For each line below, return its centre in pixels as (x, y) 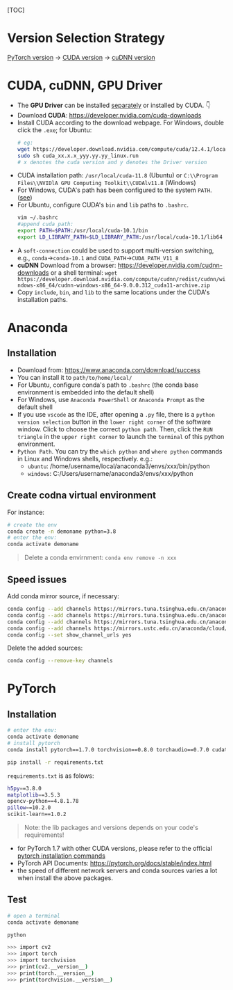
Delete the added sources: (45, 648)
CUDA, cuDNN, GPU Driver (85, 86)
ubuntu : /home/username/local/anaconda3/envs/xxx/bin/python (119, 466)
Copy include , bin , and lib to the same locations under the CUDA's (113, 292)
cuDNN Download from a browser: (67, 265)
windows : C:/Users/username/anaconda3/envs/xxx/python (110, 473)
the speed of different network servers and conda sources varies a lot (117, 870)
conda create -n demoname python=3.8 (62, 532)
